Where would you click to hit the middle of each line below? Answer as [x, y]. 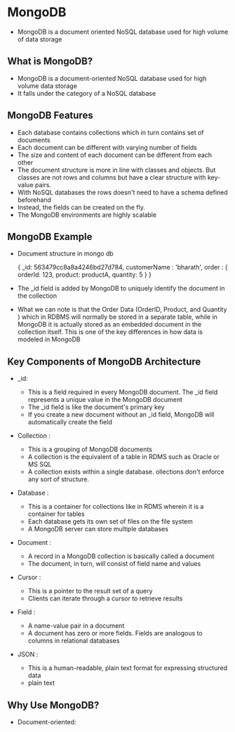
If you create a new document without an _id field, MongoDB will [121, 415]
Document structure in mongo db [65, 253]
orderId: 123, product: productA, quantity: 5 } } [85, 274]
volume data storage [47, 86]
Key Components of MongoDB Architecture [104, 361]
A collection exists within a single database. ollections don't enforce [126, 472]
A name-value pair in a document [76, 626]
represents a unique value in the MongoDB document [105, 400]
